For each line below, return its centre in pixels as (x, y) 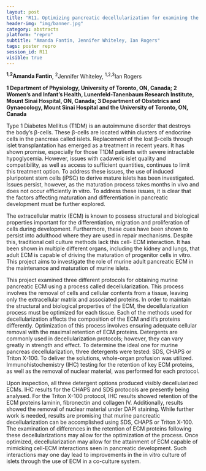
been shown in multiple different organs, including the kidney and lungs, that (103, 248)
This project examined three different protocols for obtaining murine (92, 280)
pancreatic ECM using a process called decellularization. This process (95, 286)
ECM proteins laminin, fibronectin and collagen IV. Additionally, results (95, 403)
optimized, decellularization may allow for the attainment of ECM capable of (102, 442)
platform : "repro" (30, 35)
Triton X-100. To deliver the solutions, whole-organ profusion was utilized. (100, 358)
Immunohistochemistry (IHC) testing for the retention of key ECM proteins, (100, 365)
